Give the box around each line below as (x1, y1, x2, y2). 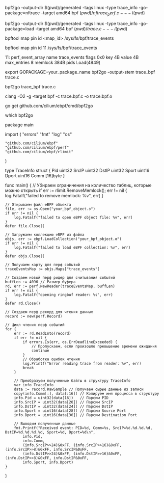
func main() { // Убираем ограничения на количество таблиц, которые (5, 182, 152, 188)
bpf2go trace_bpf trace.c (5, 83, 56, 89)
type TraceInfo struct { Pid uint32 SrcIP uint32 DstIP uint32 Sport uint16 (5, 167, 150, 173)
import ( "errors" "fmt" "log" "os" (5, 131, 72, 137)
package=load (5, 26, 34, 31)
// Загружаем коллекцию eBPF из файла (5, 232, 84, 237)
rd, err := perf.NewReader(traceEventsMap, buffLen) (5, 284, 115, 289)
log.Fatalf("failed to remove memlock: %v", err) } (5, 192, 104, 198)
